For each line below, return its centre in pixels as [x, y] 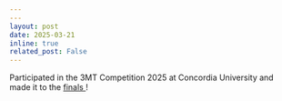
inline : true [34, 43]
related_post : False [49, 52]
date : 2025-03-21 [42, 35]
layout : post [34, 26]
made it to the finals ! [49, 87]
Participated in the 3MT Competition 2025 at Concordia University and [142, 77]
